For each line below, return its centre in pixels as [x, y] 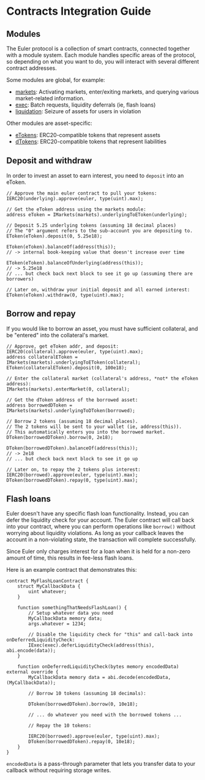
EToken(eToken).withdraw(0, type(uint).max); [65, 295]
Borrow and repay [41, 314]
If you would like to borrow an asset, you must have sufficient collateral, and [102, 328]
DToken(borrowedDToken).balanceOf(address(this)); [72, 448]
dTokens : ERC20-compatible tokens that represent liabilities [91, 141]
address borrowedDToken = [39, 405]
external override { [33, 672]
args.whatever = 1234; [57, 624]
